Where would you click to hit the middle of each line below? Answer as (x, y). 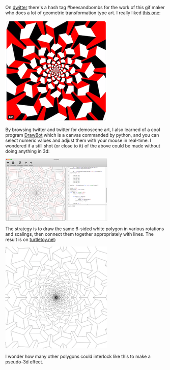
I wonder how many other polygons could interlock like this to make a (78, 356)
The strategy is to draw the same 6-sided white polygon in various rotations (85, 229)
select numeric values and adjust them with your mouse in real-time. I (78, 140)
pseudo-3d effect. (24, 362)
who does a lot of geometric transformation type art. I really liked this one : (83, 13)
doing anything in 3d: (27, 151)
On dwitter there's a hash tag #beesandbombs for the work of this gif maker (85, 7)
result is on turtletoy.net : (31, 239)
